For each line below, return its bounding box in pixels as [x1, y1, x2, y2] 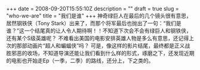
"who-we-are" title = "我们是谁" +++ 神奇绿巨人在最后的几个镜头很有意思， [6, 12, 192, 19]
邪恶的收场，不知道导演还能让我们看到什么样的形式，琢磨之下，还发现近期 [11, 50, 195, 56]
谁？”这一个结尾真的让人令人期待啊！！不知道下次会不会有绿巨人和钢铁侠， [6, 27, 192, 34]
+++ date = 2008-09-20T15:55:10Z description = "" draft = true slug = [6, 5, 179, 12]
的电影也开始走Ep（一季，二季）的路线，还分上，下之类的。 [6, 57, 154, 64]
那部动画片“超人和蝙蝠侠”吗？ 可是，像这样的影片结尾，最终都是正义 [16, 42, 185, 49]
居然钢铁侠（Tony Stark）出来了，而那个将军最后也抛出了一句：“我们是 [6, 20, 182, 26]
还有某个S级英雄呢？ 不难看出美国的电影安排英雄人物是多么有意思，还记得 [6, 35, 189, 41]
